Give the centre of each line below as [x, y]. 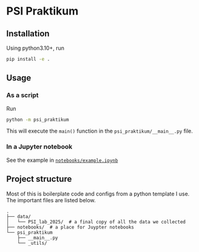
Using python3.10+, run [35, 48]
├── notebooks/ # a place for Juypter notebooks [70, 227]
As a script [22, 95]
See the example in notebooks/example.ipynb [62, 160]
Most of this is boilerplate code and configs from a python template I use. [98, 194]
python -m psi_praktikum [38, 119]
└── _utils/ [32, 243]
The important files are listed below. [51, 200]
